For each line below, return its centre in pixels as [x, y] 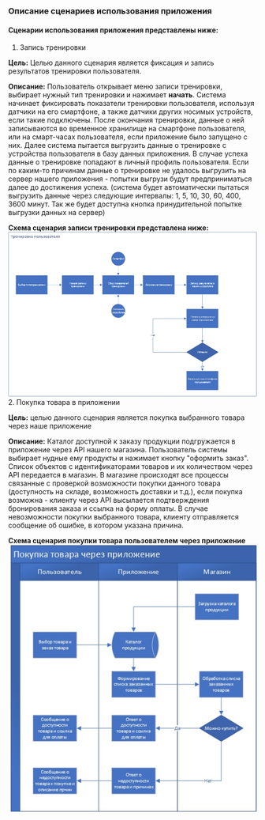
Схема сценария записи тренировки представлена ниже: [108, 228]
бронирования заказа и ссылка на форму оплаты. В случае [108, 508]
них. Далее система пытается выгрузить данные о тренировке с [118, 145]
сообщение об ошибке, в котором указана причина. [96, 525]
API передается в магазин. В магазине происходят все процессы [118, 474]
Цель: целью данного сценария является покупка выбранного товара [127, 418]
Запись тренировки [53, 47]
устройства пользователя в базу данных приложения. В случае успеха [128, 154]
